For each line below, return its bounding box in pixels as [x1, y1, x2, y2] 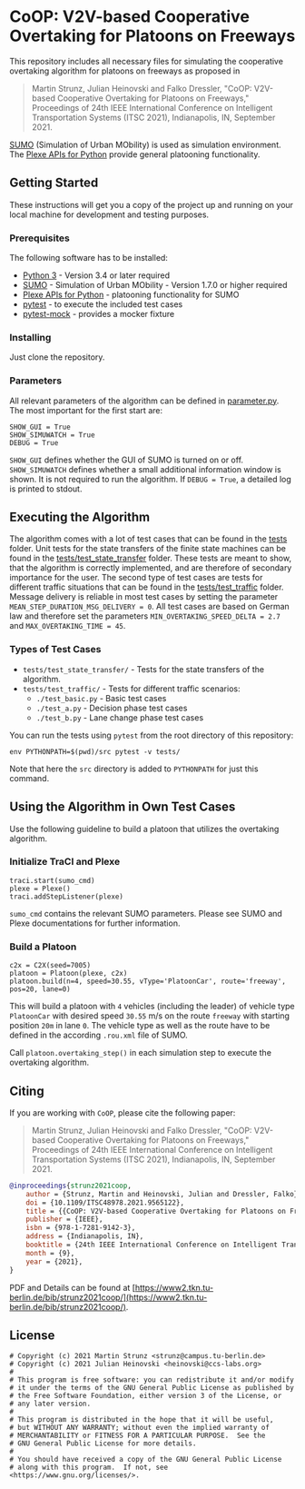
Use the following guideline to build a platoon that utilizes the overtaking [9, 823, 280, 834]
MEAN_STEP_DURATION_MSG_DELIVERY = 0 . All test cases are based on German [9, 601, 290, 612]
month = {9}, [25, 1248, 75, 1257]
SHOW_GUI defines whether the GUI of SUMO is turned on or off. [9, 454, 243, 465]
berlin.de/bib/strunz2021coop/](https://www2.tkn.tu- [9, 1292, 208, 1303]
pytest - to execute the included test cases [22, 299, 183, 310]
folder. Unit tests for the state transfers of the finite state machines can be [9, 543, 286, 554]
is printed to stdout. [9, 483, 83, 494]
